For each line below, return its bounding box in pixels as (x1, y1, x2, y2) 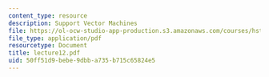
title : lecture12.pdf (8, 49, 81, 57)
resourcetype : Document (8, 42, 88, 50)
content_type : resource (8, 11, 88, 20)
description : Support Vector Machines (8, 19, 138, 27)
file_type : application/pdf (8, 34, 102, 43)
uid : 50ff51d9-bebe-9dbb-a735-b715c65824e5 (8, 57, 156, 65)
